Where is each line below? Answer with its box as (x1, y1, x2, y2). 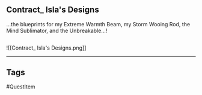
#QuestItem (6, 83, 35, 90)
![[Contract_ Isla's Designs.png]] (6, 44, 87, 51)
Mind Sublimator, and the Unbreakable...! (6, 27, 108, 34)
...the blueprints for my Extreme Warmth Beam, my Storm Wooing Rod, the (6, 20, 191, 27)
